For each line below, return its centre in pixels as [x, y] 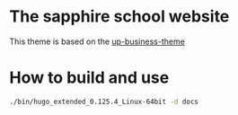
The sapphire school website [119, 17]
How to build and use [89, 78]
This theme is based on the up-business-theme [97, 41]
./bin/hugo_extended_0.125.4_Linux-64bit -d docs [104, 102]
